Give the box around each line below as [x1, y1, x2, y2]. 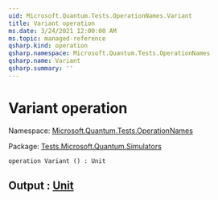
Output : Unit [8, 179, 74, 193]
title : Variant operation [8, 19, 95, 27]
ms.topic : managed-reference [8, 34, 106, 43]
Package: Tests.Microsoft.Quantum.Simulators [8, 141, 162, 151]
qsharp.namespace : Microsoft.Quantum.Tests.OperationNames [8, 49, 211, 57]
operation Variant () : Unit [8, 156, 106, 165]
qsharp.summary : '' [8, 65, 74, 73]
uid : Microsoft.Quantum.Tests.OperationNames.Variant [8, 11, 193, 20]
